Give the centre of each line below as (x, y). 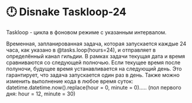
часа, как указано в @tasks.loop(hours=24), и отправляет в (81, 50)
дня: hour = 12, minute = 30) (41, 94)
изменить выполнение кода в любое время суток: (70, 81)
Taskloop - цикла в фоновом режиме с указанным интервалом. (87, 32)
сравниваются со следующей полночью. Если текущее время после (93, 62)
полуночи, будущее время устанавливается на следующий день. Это (94, 68)
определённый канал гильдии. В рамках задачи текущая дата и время (96, 56)
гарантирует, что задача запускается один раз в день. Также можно (93, 75)
